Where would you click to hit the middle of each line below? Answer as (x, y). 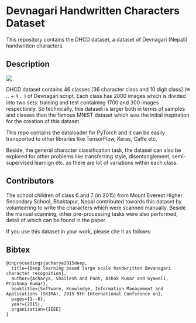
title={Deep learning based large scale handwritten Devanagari (91, 268)
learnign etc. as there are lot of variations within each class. (106, 162)
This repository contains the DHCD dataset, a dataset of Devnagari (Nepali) (97, 39)
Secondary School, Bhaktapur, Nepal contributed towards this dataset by (94, 201)
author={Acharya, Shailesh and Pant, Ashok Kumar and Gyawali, (90, 279)
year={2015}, (27, 304)
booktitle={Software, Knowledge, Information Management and (87, 289)
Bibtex (18, 249)
